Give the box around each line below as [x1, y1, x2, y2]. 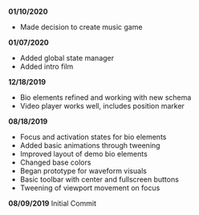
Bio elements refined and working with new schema [19, 93, 192, 102]
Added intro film [19, 62, 74, 71]
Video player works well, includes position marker [19, 102, 185, 110]
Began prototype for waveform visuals [19, 166, 147, 175]
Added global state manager [19, 54, 115, 62]
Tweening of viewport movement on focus [19, 183, 160, 193]
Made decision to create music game [19, 22, 143, 31]
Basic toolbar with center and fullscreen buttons [19, 175, 179, 184]
